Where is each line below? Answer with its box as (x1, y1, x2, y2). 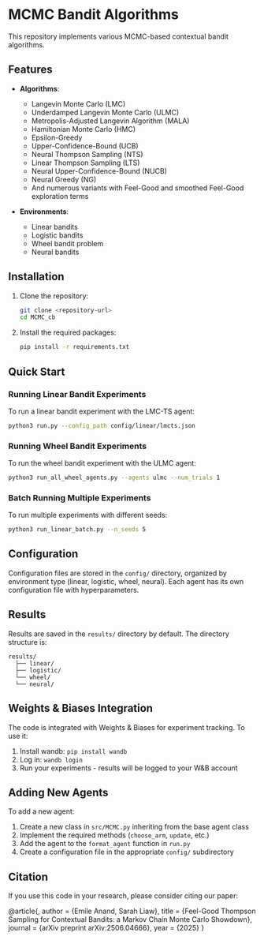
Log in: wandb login (19, 755, 84, 764)
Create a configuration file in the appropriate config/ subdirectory (19, 847, 234, 857)
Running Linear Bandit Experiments (8, 388, 147, 399)
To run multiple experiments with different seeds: (8, 511, 168, 520)
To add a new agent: (8, 807, 75, 816)
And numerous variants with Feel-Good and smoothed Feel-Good (31, 183, 244, 193)
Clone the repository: (19, 290, 89, 301)
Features (8, 63, 53, 77)
